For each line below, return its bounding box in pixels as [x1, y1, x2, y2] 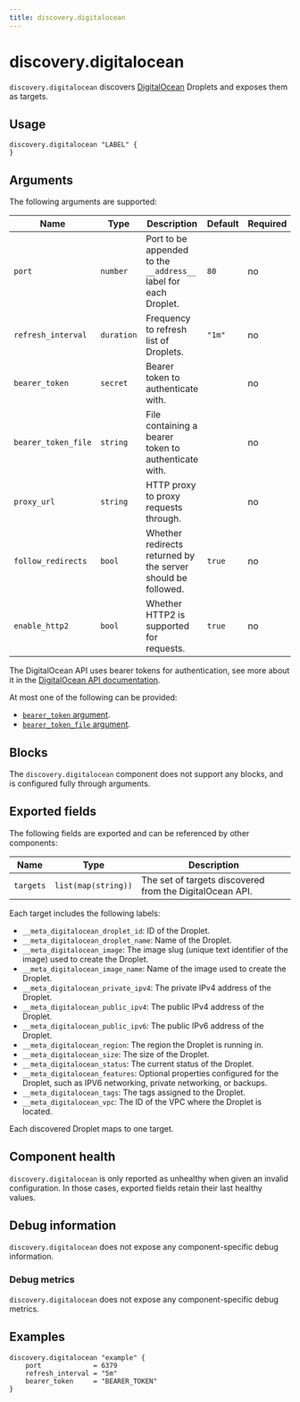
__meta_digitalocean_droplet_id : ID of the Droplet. [21, 925, 211, 936]
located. [21, 1106, 53, 1116]
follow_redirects [13, 556, 87, 567]
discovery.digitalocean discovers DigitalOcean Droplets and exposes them [9, 81, 288, 92]
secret [100, 378, 129, 389]
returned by [146, 550, 196, 562]
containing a [146, 420, 198, 432]
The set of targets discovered [141, 874, 265, 886]
